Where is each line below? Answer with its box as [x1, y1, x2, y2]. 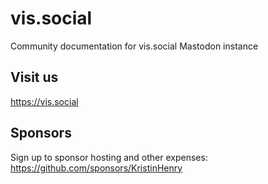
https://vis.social [10, 95, 79, 107]
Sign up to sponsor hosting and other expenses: [10, 151, 208, 163]
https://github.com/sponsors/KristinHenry [10, 162, 183, 174]
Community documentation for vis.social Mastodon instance [10, 40, 259, 52]
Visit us [10, 69, 59, 86]
